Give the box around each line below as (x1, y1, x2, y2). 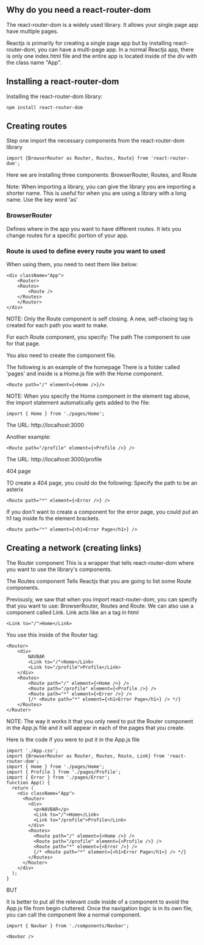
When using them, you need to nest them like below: (6, 261, 138, 268)
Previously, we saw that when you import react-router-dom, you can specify (6, 595, 198, 603)
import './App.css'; (6, 748, 59, 754)
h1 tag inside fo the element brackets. (6, 515, 100, 522)
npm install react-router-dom (6, 104, 83, 110)
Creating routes (6, 121, 67, 132)
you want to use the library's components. (6, 565, 113, 573)
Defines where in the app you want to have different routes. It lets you (6, 225, 181, 232)
